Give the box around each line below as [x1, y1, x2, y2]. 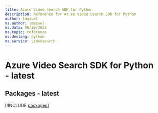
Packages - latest [5, 90, 59, 98]
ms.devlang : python [5, 35, 45, 39]
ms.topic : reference [5, 30, 47, 35]
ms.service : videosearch [5, 39, 56, 44]
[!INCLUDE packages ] [5, 102, 49, 108]
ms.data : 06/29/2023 [5, 25, 47, 30]
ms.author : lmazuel [5, 20, 45, 26]
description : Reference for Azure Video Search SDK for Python [5, 12, 137, 17]
